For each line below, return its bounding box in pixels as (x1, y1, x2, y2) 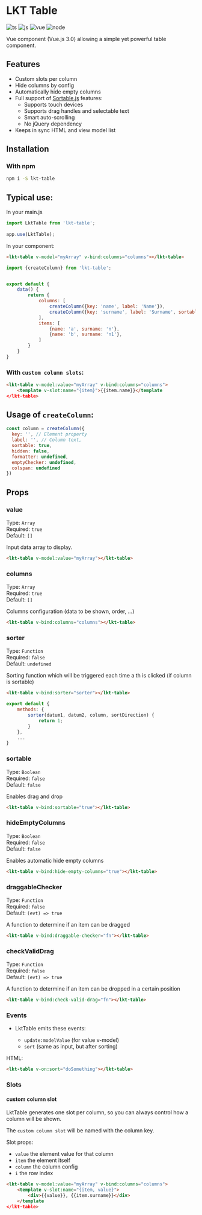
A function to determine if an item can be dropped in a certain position (6, 985, 180, 992)
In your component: (6, 242, 55, 249)
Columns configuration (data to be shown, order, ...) (6, 607, 135, 615)
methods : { (17, 706, 44, 712)
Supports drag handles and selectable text (23, 107, 129, 115)
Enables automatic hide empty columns (6, 857, 104, 864)
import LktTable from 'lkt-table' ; (6, 220, 96, 226)
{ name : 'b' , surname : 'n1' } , (49, 331, 122, 338)
